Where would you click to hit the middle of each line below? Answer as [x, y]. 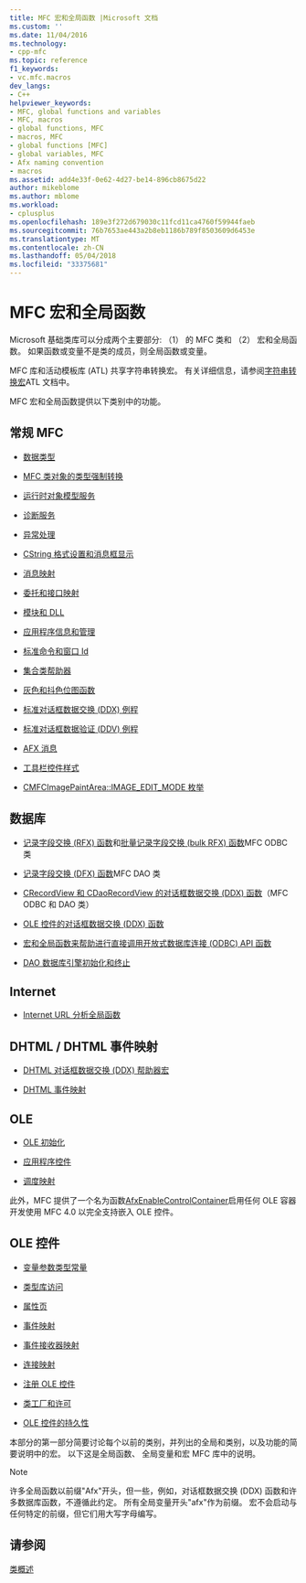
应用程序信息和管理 [59, 631]
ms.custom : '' [37, 27]
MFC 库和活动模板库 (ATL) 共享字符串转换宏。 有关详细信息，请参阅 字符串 [149, 370]
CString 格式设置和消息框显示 [78, 553]
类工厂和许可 [47, 1403]
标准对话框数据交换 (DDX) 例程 [80, 709]
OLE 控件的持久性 [56, 1422]
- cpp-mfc [28, 52]
